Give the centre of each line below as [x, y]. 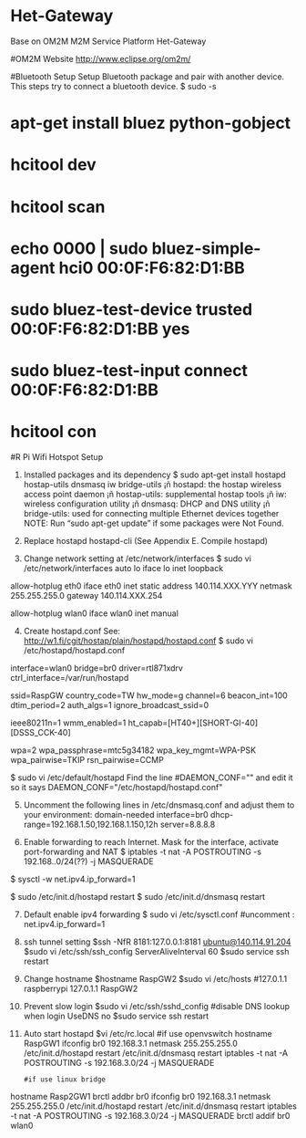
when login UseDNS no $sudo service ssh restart [116, 1016]
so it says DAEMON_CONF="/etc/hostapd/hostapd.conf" [117, 787]
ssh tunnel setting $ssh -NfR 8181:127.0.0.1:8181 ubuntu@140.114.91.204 [157, 942]
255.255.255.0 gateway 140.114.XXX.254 [87, 595]
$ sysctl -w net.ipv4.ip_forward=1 [73, 879]
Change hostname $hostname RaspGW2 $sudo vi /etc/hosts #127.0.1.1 [155, 979]
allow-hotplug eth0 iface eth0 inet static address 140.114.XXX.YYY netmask [151, 586]
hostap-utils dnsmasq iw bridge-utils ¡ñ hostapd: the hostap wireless [152, 484]
